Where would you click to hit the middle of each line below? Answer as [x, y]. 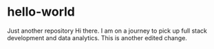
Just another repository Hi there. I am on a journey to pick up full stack [107, 31]
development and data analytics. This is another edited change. [97, 37]
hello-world [41, 12]
